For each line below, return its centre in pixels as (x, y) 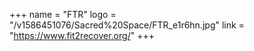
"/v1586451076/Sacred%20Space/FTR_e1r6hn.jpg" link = (127, 25)
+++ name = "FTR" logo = (63, 14)
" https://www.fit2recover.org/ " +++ (82, 35)
